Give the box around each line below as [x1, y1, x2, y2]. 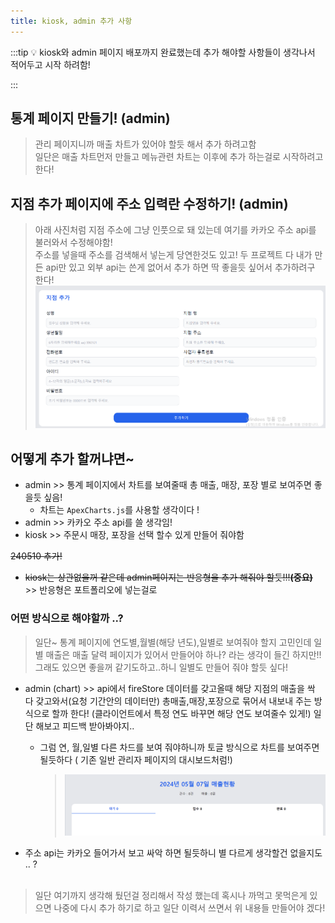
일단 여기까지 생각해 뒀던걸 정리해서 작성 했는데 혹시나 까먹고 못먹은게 [34, 890, 308, 902]
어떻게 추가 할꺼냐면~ [10, 450, 135, 467]
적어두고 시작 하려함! [10, 58, 91, 70]
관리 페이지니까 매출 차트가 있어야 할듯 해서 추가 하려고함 [34, 138, 257, 150]
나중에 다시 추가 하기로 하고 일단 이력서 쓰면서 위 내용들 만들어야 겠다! [53, 902, 326, 914]
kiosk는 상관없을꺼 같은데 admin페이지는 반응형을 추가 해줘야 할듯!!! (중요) [24, 571, 313, 584]
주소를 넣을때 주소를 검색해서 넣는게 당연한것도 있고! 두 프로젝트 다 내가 [34, 249, 313, 261]
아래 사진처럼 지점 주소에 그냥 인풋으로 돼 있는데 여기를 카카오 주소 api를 [34, 224, 317, 236]
